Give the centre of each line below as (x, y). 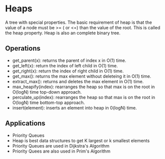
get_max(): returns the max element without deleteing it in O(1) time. (82, 76)
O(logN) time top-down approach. (47, 92)
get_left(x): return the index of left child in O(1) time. (65, 65)
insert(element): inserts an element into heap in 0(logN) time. (75, 107)
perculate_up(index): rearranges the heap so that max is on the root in (83, 97)
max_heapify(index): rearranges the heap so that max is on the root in (83, 87)
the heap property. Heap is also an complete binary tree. (63, 33)
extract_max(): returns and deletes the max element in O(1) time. (78, 81)
